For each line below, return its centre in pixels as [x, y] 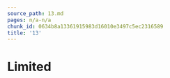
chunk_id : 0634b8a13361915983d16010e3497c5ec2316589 [85, 26]
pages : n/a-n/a [29, 20]
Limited [29, 67]
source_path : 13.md [36, 13]
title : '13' [24, 33]
